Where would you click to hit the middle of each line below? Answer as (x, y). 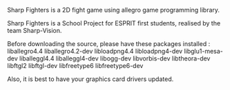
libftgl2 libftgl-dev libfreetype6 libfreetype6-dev (75, 66)
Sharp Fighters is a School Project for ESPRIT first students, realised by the (114, 23)
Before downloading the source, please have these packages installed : (109, 44)
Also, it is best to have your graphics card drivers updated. (90, 79)
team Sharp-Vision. (35, 31)
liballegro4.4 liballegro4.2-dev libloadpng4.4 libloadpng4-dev (95, 51)
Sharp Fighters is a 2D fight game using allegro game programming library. (113, 10)
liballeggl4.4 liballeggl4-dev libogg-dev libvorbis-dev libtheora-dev (115, 58)
